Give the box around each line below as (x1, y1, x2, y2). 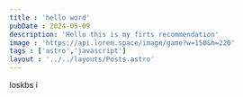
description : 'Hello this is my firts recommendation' (9, 30, 220, 39)
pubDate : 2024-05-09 (9, 22, 91, 31)
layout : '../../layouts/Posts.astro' (9, 55, 155, 64)
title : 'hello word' (9, 13, 91, 22)
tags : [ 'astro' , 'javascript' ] (9, 47, 127, 56)
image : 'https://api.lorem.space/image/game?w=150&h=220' (9, 38, 236, 48)
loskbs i (9, 80, 39, 90)
